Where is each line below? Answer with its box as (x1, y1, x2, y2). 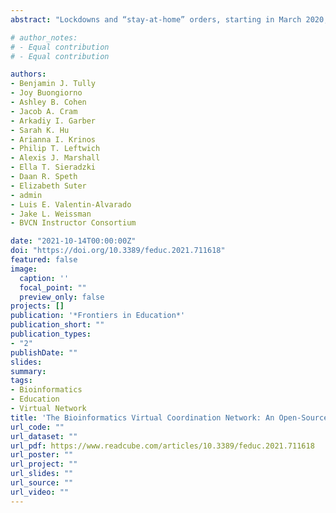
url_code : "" (10, 422, 65, 432)
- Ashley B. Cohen (10, 97, 87, 107)
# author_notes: (10, 32, 78, 43)
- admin (10, 190, 43, 200)
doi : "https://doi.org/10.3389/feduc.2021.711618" (10, 246, 226, 256)
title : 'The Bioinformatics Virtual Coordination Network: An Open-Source (10, 412, 329, 423)
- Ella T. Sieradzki (10, 162, 97, 173)
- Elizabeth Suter (10, 181, 87, 191)
